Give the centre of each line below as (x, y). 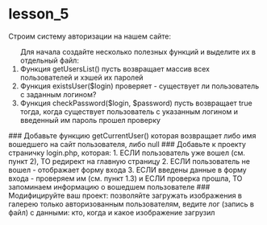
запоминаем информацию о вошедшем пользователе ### (109, 186)
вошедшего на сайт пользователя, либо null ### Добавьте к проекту (127, 144)
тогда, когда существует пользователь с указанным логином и (129, 111)
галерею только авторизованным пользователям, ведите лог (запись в (131, 204)
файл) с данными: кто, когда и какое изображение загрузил (112, 212)
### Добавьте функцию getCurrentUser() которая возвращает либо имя (132, 135)
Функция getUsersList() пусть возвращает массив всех (115, 68)
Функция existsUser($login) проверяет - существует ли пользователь (140, 86)
